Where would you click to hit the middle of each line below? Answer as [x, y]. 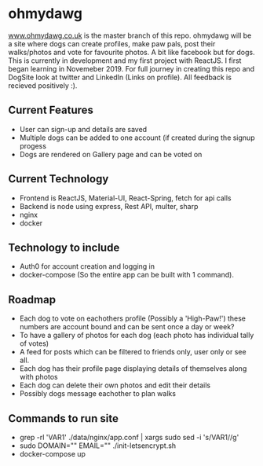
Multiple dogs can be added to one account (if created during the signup [137, 138]
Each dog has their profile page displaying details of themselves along [133, 369]
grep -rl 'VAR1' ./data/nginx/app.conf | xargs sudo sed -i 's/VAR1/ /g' [129, 437]
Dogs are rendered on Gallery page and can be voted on [111, 154]
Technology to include [64, 247]
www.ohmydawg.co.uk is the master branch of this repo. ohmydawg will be [130, 35]
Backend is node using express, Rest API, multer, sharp [109, 206]
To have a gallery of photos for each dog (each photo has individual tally [137, 336]
